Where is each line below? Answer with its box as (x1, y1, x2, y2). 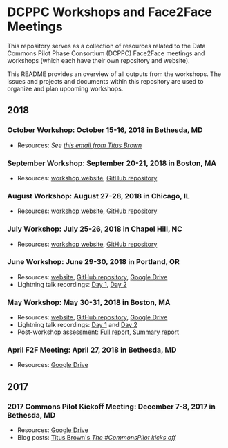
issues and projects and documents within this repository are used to (7, 77, 204, 85)
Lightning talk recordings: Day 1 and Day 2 (17, 321, 138, 329)
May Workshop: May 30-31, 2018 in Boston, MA (7, 297, 171, 307)
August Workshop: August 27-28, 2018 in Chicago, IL (7, 191, 190, 200)
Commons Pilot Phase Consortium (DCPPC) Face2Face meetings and (7, 49, 205, 57)
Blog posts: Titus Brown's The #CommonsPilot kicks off (17, 433, 176, 442)
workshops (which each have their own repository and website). (7, 56, 190, 64)
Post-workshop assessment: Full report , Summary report (17, 328, 180, 336)
